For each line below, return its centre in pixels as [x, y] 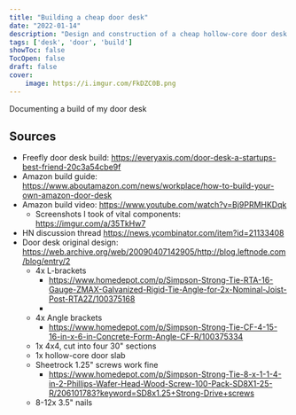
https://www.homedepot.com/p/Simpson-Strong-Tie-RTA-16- [161, 280]
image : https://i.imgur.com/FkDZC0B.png [101, 83]
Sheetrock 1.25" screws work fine [97, 365]
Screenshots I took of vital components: [108, 215]
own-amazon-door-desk [67, 195]
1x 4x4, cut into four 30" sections [96, 346]
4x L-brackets [61, 270]
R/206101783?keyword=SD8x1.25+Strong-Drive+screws [152, 393]
